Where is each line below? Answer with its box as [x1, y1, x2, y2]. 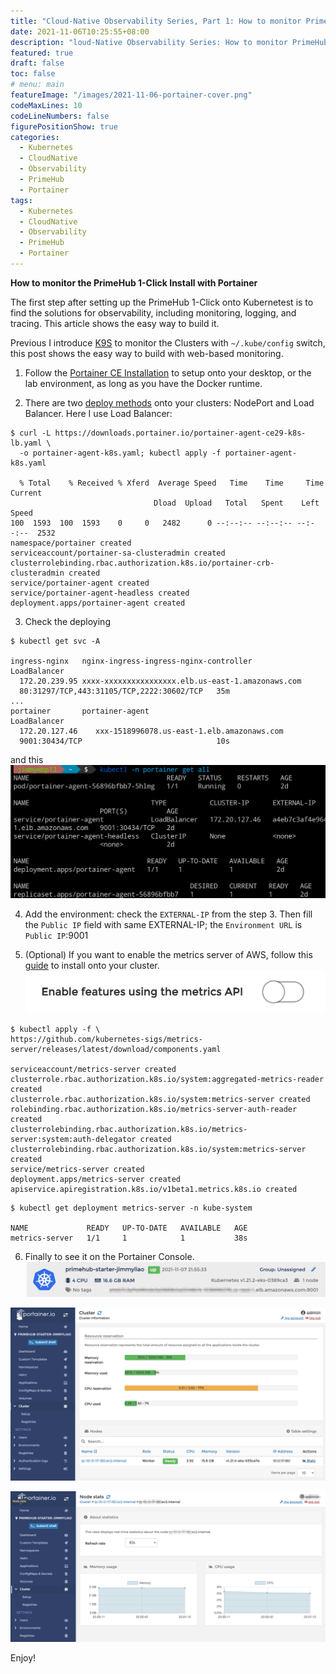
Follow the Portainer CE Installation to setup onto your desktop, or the [24, 366, 312, 379]
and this [10, 753, 44, 765]
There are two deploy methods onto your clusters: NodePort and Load [24, 396, 315, 409]
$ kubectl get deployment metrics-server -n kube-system [10, 1203, 253, 1213]
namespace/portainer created [10, 538, 132, 548]
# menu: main [10, 80, 65, 90]
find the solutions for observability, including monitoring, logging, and [10, 306, 297, 319]
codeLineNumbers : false [10, 111, 110, 121]
